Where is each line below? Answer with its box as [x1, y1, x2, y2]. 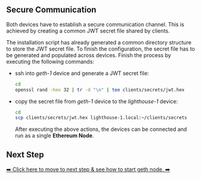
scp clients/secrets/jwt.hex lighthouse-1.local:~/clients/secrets [14, 115, 187, 121]
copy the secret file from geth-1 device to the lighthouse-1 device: [14, 97, 178, 105]
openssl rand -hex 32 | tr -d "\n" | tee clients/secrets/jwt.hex [14, 86, 185, 93]
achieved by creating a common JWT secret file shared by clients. [6, 27, 170, 34]
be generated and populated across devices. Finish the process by [6, 51, 172, 59]
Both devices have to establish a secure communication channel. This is [6, 20, 185, 28]
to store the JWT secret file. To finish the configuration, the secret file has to [6, 45, 195, 52]
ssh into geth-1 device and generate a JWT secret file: [14, 69, 149, 77]
